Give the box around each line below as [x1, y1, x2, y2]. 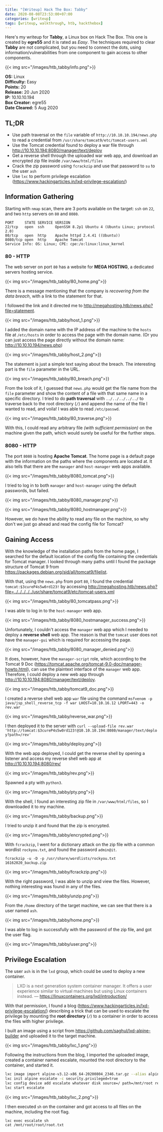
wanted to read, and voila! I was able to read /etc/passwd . [5, 406, 120, 412]
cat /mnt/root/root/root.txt [5, 1122, 64, 1127]
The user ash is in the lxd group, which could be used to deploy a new [5, 969, 146, 974]
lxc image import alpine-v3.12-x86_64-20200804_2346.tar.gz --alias [5, 1072, 147, 1077]
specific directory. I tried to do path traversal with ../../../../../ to [5, 396, 144, 401]
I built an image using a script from [5, 1028, 75, 1034]
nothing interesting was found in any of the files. [5, 884, 102, 890]
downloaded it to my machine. [5, 804, 65, 810]
